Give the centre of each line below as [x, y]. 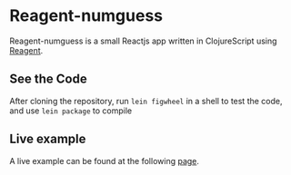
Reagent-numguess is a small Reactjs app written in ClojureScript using [143, 41]
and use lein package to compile [71, 111]
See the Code [49, 79]
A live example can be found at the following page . [105, 160]
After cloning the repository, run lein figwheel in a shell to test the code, [146, 101]
